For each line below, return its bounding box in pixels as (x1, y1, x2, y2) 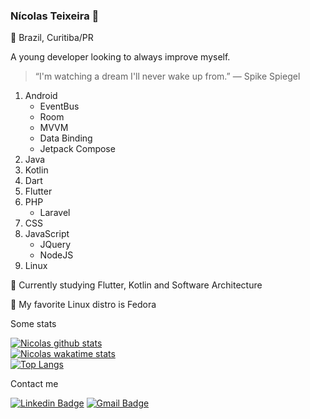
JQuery (39, 239, 72, 251)
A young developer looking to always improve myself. (10, 51, 231, 63)
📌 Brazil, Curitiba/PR (10, 32, 94, 44)
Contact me (10, 378, 59, 390)
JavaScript (24, 228, 70, 240)
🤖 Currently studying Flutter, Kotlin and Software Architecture (10, 279, 263, 291)
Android (24, 90, 58, 102)
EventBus (39, 100, 80, 113)
